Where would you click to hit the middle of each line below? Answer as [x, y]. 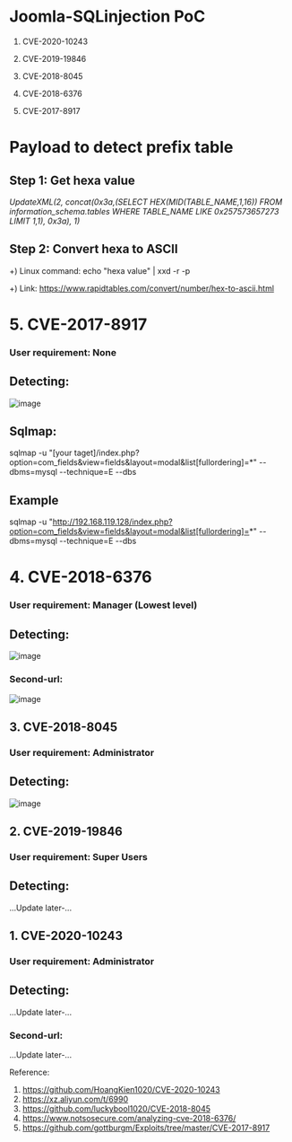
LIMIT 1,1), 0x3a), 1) [45, 221]
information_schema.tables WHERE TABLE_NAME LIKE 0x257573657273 [144, 211]
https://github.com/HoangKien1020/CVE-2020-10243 [121, 1090]
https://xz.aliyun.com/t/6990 [75, 1099]
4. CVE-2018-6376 [81, 577]
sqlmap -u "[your [41, 453]
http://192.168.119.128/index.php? [112, 522]
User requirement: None [63, 352]
